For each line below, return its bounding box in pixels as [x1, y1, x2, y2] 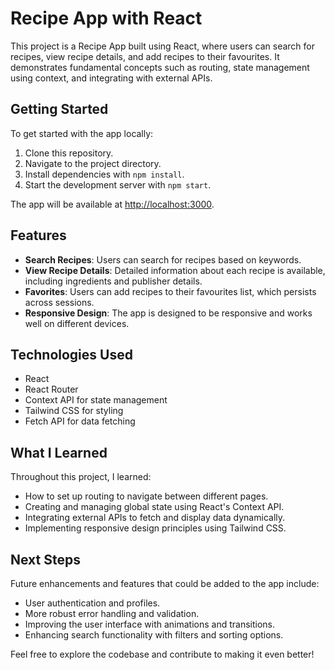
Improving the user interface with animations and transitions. [24, 618, 276, 630]
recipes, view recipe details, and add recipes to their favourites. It [10, 50, 280, 62]
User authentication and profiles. [24, 597, 161, 609]
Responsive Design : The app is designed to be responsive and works [24, 307, 313, 319]
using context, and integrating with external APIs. [10, 72, 213, 84]
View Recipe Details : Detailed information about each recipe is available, [24, 264, 326, 276]
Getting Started [10, 101, 109, 118]
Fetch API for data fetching [24, 415, 136, 427]
